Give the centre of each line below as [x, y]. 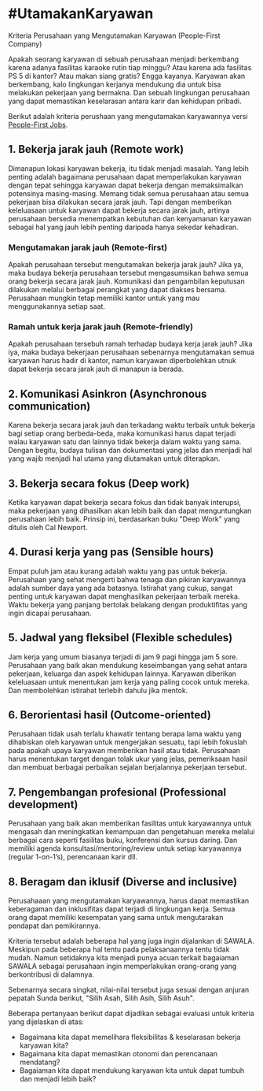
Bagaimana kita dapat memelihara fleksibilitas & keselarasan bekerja [130, 1037]
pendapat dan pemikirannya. [54, 926]
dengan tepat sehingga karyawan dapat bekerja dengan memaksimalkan [126, 185]
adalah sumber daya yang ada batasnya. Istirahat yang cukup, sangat [121, 588]
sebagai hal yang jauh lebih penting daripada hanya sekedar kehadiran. [123, 227]
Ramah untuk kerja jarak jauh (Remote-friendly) [101, 326]
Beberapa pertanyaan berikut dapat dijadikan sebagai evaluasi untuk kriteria [131, 1014]
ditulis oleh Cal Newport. [48, 527]
